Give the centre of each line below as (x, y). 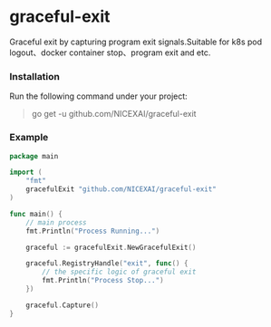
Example (29, 138)
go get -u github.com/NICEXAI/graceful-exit (114, 114)
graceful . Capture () (63, 305)
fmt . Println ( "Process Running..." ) (93, 231)
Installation (35, 76)
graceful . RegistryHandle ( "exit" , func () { (107, 264)
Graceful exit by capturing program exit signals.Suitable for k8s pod (136, 42)
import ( (26, 173)
